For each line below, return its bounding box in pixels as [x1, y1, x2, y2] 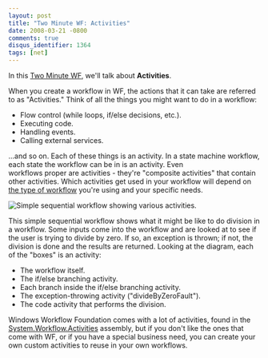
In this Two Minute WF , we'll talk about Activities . [8, 71, 172, 80]
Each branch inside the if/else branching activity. [19, 283, 182, 292]
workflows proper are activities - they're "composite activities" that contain [8, 169, 256, 177]
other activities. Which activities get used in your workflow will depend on [8, 177, 252, 186]
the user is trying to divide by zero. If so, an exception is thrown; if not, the [8, 233, 254, 242]
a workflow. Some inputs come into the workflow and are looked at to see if [8, 225, 257, 234]
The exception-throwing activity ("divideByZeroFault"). [19, 291, 202, 300]
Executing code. [19, 119, 74, 128]
